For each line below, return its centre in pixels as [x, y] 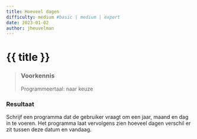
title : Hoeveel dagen [33, 12]
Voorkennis [38, 76]
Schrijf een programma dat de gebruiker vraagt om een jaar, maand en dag [97, 117]
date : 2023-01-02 [28, 22]
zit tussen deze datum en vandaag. [49, 130]
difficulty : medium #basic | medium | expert [63, 17]
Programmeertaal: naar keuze [57, 89]
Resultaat [20, 104]
